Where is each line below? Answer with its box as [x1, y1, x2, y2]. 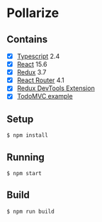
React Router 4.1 [16, 76, 64, 84]
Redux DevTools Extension [16, 84, 95, 93]
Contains [6, 33, 47, 45]
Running [6, 151, 45, 163]
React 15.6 [16, 60, 47, 69]
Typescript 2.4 [16, 52, 60, 60]
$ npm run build [6, 208, 55, 215]
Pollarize [6, 5, 59, 21]
